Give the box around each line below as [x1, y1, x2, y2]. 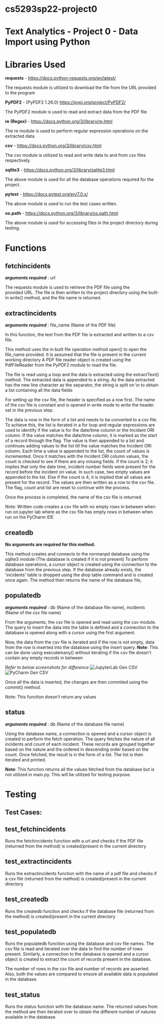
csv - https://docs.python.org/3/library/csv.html [5, 143, 102, 148]
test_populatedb [5, 928, 56, 936]
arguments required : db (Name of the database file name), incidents [5, 604, 145, 610]
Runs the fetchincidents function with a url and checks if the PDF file [5, 838, 143, 844]
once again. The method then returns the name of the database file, [5, 577, 142, 583]
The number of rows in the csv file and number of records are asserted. [5, 966, 150, 972]
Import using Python [5, 36, 91, 48]
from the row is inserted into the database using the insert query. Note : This [5, 644, 158, 650]
